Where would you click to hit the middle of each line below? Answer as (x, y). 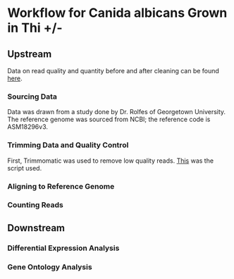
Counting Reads (35, 205)
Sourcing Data (32, 97)
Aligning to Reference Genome (61, 186)
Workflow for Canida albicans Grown (117, 13)
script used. (25, 168)
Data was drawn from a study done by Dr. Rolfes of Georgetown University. (117, 112)
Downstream (36, 228)
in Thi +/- (35, 28)
